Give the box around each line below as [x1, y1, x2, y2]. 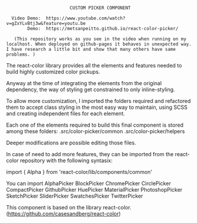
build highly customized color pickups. [6, 68, 101, 75]
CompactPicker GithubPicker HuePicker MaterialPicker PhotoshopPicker [6, 186, 183, 193]
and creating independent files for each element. [6, 110, 125, 117]
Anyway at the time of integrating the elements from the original [6, 80, 162, 86]
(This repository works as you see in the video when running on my [14, 36, 186, 42]
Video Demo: [11, 15, 41, 21]
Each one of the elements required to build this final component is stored [6, 121, 184, 128]
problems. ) [6, 51, 35, 57]
